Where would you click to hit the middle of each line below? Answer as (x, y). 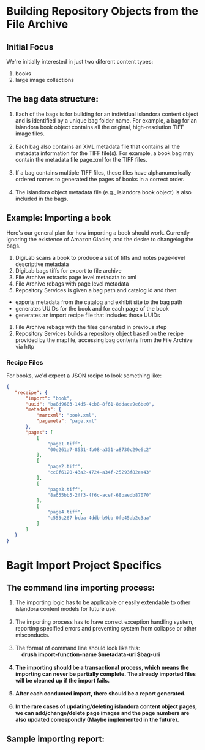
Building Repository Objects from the (102, 11)
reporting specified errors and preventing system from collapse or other (106, 629)
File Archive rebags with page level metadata (72, 284)
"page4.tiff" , (65, 512)
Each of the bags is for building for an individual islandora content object (107, 114)
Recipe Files (25, 362)
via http (25, 346)
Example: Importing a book (59, 218)
